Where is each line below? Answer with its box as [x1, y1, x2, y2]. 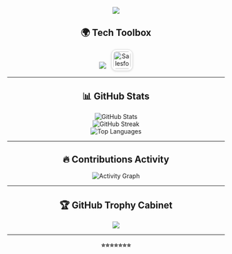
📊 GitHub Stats [82, 91, 150, 102]
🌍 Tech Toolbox [80, 27, 152, 39]
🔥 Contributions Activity [62, 154, 170, 165]
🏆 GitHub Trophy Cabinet [59, 199, 173, 211]
